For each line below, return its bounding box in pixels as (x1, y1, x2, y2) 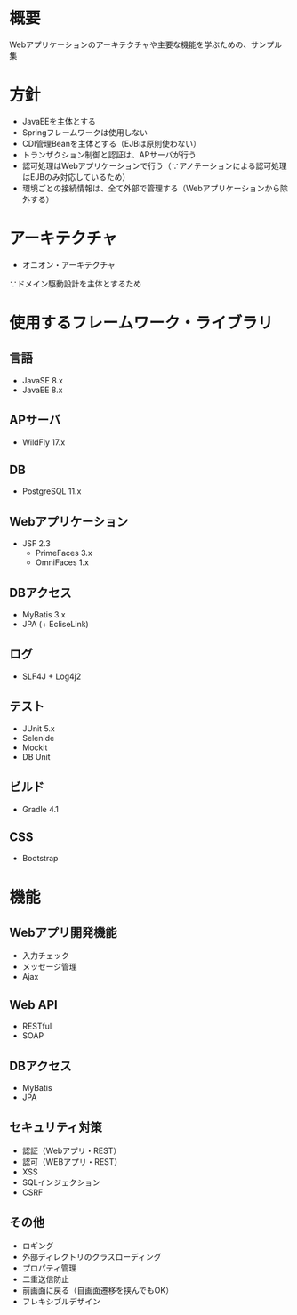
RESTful (21, 1021, 52, 1032)
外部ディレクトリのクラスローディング (21, 1251, 162, 1262)
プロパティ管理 (21, 1263, 77, 1273)
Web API (9, 997, 58, 1012)
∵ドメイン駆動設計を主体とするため (9, 278, 142, 289)
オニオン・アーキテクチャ (21, 259, 116, 270)
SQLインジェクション (21, 1176, 100, 1188)
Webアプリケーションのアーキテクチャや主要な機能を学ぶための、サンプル (9, 39, 283, 50)
